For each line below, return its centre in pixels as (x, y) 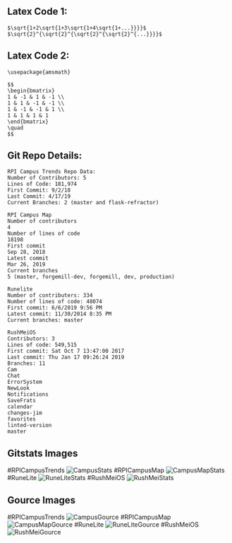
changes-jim (25, 413)
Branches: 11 (26, 363)
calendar (20, 407)
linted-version (30, 426)
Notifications (28, 395)
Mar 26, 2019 (26, 264)
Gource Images (42, 500)
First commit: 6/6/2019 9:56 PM (55, 308)
